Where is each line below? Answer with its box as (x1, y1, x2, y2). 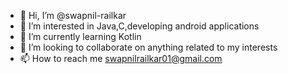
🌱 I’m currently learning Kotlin (19, 31, 142, 42)
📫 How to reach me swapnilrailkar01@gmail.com (19, 53, 223, 64)
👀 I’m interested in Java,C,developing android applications (19, 20, 260, 32)
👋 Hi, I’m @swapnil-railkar (19, 10, 127, 21)
